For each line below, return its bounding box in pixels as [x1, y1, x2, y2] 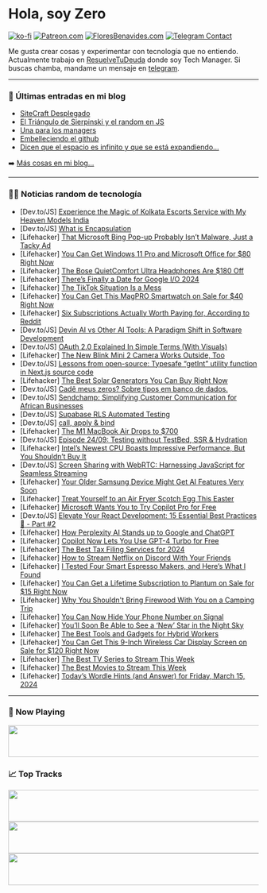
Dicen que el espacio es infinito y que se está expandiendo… [19, 142, 220, 152]
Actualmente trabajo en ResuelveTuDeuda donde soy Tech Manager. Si [8, 55, 241, 64]
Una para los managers [19, 126, 97, 135]
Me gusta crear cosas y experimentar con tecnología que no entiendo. [8, 46, 238, 56]
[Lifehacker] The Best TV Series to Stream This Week [19, 654, 195, 663]
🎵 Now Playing [8, 706, 65, 717]
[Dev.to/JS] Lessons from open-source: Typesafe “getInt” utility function [19, 358, 257, 368]
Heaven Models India [19, 215, 90, 225]
